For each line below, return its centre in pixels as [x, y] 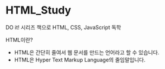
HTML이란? [19, 40]
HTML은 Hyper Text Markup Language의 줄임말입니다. [80, 60]
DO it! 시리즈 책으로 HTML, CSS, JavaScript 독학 [63, 27]
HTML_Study [38, 10]
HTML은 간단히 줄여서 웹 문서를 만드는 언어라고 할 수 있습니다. [87, 52]
